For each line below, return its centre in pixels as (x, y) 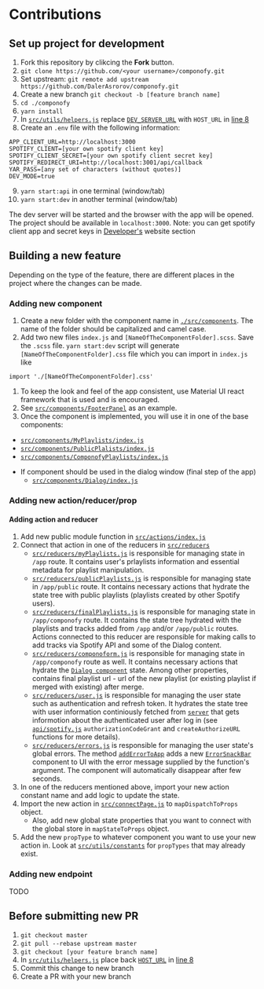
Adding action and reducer (53, 519)
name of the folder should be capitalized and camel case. (113, 329)
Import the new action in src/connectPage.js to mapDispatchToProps (129, 804)
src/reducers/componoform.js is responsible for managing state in (138, 654)
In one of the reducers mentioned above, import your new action (125, 787)
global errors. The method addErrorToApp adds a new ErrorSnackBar (141, 754)
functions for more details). (76, 737)
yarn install (42, 112)
